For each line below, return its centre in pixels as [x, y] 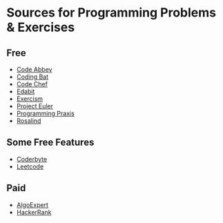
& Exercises [41, 27]
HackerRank [34, 212]
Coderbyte [32, 159]
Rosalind [29, 121]
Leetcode [30, 166]
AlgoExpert [32, 204]
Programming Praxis [46, 113]
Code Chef [32, 84]
